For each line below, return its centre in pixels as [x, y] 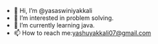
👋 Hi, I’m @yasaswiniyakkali [53, 11]
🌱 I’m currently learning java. [54, 25]
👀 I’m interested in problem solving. [64, 18]
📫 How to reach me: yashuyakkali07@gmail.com [82, 33]
